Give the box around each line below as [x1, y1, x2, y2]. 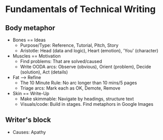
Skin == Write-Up [12, 91, 50, 96]
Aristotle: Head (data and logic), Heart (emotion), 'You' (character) [20, 48, 158, 53]
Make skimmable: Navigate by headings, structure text [20, 96, 134, 102]
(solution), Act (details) [20, 69, 68, 75]
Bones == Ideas [12, 37, 46, 43]
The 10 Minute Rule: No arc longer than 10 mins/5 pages [20, 80, 137, 86]
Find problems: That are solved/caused [20, 58, 102, 64]
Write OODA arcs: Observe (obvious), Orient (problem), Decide [20, 64, 151, 69]
